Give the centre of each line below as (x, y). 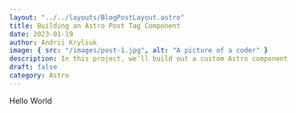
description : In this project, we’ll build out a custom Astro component (149, 59)
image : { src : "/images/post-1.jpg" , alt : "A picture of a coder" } (139, 51)
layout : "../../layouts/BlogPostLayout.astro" (97, 17)
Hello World (31, 101)
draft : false (33, 68)
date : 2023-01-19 (41, 34)
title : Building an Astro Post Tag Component (95, 26)
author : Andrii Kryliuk (53, 42)
